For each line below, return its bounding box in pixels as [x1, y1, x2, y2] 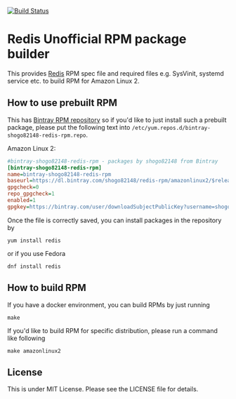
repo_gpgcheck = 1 [7, 190, 55, 198]
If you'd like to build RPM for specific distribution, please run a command [7, 326, 218, 334]
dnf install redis [7, 263, 61, 270]
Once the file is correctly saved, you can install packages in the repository [7, 216, 222, 224]
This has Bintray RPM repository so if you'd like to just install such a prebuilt [7, 116, 227, 124]
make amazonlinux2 [7, 347, 61, 354]
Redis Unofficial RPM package [7, 32, 187, 47]
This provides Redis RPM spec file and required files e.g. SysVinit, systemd [7, 69, 224, 77]
